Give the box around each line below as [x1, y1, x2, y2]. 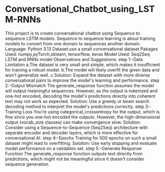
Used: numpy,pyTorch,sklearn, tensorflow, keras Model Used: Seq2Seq [5, 51, 150, 57]
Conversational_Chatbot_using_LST [5, 3, 155, 15]
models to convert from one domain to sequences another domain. [5, 40, 141, 46]
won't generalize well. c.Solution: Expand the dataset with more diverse [5, 72, 150, 78]
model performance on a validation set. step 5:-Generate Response [5, 145, 142, 151]
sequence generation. [5, 161, 50, 167]
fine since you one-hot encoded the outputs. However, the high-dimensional [5, 114, 160, 120]
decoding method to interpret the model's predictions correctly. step [5, 103, 144, 109]
